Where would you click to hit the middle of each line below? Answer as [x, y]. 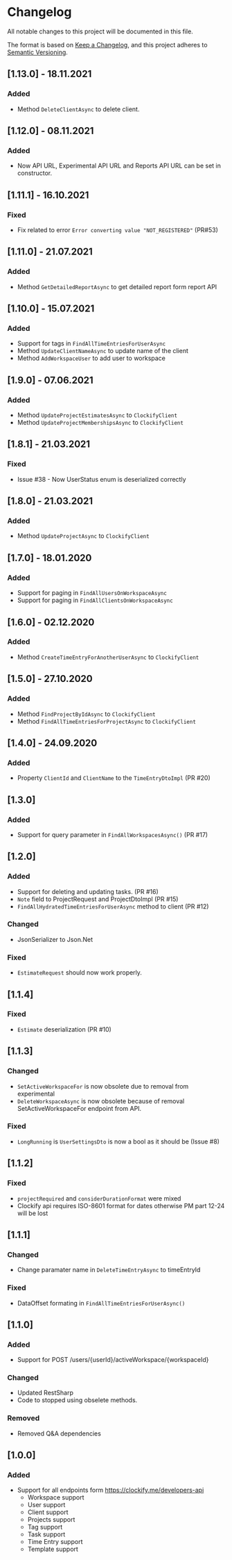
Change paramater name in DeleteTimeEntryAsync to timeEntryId [109, 1270]
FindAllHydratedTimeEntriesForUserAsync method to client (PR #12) [113, 906]
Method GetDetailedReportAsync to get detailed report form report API [117, 286]
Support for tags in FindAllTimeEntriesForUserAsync [91, 343]
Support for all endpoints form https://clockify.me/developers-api [110, 1490]
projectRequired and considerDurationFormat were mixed [99, 1198]
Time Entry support [55, 1542]
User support [46, 1505]
